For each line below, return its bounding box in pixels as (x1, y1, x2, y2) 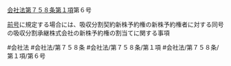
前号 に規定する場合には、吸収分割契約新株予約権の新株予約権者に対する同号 (7, 20, 224, 29)
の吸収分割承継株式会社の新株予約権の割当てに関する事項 (7, 29, 170, 37)
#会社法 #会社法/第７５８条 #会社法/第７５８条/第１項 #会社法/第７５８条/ (7, 44, 219, 51)
